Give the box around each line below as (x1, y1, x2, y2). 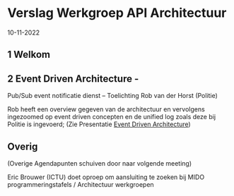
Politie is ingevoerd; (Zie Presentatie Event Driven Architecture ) (7, 120, 191, 128)
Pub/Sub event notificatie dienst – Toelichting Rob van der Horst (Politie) (7, 92, 218, 100)
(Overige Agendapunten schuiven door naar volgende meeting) (7, 159, 192, 167)
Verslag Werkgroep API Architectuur (7, 5, 227, 21)
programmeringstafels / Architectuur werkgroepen (7, 180, 154, 188)
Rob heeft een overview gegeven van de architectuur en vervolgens (7, 105, 205, 114)
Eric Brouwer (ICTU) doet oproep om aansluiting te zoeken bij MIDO (7, 173, 205, 181)
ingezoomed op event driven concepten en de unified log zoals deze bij (7, 113, 216, 121)
